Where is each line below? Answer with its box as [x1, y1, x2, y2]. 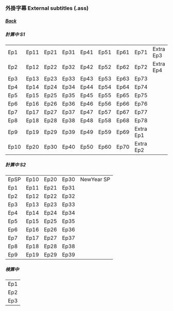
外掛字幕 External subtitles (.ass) [5, 4, 89, 11]
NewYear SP [80, 176, 111, 183]
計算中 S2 [5, 161, 26, 168]
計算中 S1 [5, 31, 25, 37]
